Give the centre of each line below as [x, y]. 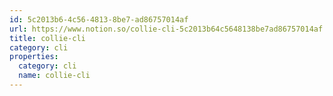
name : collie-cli [54, 76]
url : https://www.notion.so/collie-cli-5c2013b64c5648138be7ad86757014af [166, 29]
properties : [34, 57]
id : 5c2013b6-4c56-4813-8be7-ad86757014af [99, 19]
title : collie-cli [47, 38]
